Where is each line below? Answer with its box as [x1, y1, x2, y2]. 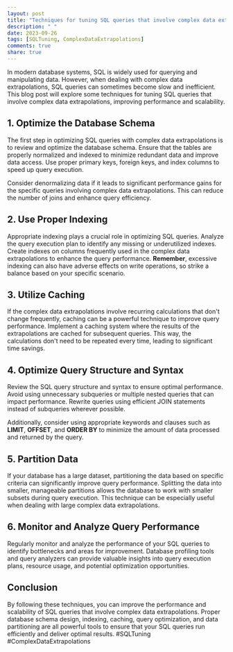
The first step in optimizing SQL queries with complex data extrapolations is [7, 136, 223, 144]
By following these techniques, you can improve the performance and [7, 600, 207, 608]
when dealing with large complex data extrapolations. [7, 501, 160, 509]
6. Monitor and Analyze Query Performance [7, 521, 200, 533]
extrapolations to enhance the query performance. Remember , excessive [7, 254, 217, 262]
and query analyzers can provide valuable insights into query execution [7, 554, 212, 563]
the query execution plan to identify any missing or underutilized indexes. [7, 239, 217, 248]
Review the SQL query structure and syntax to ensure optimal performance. [7, 383, 223, 391]
